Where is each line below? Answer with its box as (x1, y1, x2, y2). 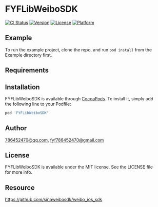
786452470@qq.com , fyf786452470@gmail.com (5, 137, 104, 143)
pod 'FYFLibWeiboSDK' (5, 110, 49, 115)
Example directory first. (5, 52, 52, 58)
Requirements (5, 66, 49, 74)
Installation (5, 83, 40, 91)
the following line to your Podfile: (5, 101, 72, 107)
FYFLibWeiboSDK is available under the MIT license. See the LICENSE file (5, 164, 153, 170)
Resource (5, 184, 35, 192)
